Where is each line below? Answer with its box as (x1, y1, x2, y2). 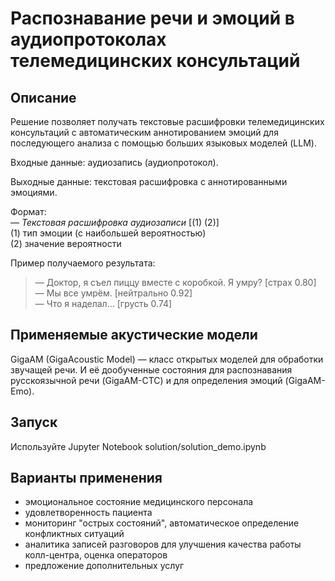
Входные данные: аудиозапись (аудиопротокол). (10, 157, 219, 168)
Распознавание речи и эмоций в (10, 7, 295, 30)
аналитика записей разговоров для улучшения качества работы (24, 538, 302, 551)
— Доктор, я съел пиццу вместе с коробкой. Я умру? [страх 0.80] (34, 277, 317, 288)
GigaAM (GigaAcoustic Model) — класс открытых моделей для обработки (10, 353, 324, 365)
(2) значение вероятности (10, 238, 122, 249)
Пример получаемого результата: (10, 257, 156, 269)
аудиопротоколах (10, 28, 167, 51)
